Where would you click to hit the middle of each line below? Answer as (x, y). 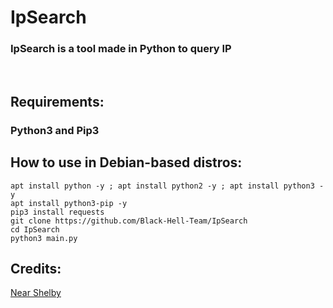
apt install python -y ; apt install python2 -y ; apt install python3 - (167, 186)
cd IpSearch (35, 229)
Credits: (36, 269)
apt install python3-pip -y (69, 203)
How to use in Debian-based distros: (126, 162)
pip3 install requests (57, 212)
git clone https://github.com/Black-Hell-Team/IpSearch (129, 221)
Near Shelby (36, 293)
